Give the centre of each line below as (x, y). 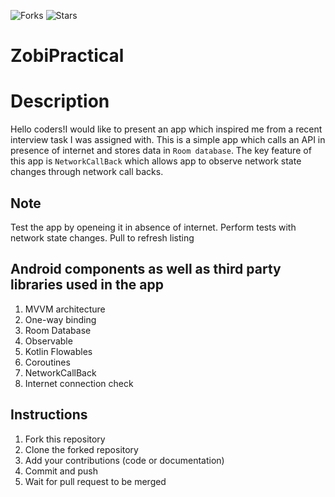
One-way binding (60, 319)
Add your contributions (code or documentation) (124, 460)
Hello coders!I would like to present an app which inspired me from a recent (166, 129)
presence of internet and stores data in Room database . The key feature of (161, 151)
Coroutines (47, 362)
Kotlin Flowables (58, 351)
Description (60, 101)
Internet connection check (79, 383)
